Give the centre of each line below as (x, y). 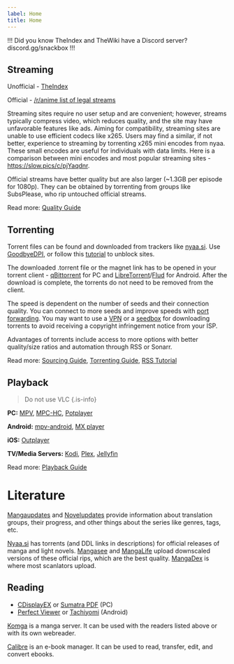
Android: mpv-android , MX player (56, 426)
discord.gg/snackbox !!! (41, 48)
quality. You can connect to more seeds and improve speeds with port (108, 311)
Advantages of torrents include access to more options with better (103, 340)
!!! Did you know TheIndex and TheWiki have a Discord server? (97, 40)
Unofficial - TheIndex (38, 87)
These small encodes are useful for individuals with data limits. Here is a (111, 151)
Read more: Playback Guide (47, 467)
